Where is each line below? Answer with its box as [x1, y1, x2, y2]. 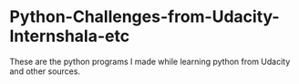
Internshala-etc [9, 26, 130, 47]
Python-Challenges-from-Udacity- [9, 6, 280, 27]
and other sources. [9, 66, 80, 77]
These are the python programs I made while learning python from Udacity [9, 56, 291, 67]
